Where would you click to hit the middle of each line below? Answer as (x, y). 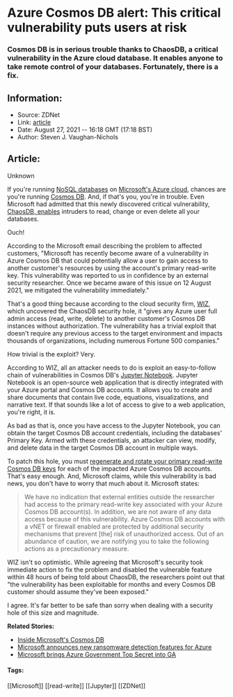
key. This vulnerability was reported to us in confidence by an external (108, 275)
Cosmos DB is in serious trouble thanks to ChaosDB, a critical (113, 49)
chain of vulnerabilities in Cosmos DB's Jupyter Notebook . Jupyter (103, 375)
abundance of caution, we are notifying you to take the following (116, 541)
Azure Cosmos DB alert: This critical (114, 13)
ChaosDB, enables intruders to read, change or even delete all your (104, 211)
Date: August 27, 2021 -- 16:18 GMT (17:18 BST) (85, 130)
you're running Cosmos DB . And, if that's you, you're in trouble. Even (106, 196)
